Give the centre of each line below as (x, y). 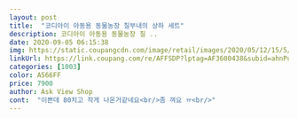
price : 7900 (31, 83)
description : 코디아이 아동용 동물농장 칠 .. (83, 34)
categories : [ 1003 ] (45, 67)
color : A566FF (35, 75)
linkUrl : (25, 59)
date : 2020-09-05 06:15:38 (59, 42)
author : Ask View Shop (51, 91)
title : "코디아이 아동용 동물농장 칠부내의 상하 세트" (97, 26)
